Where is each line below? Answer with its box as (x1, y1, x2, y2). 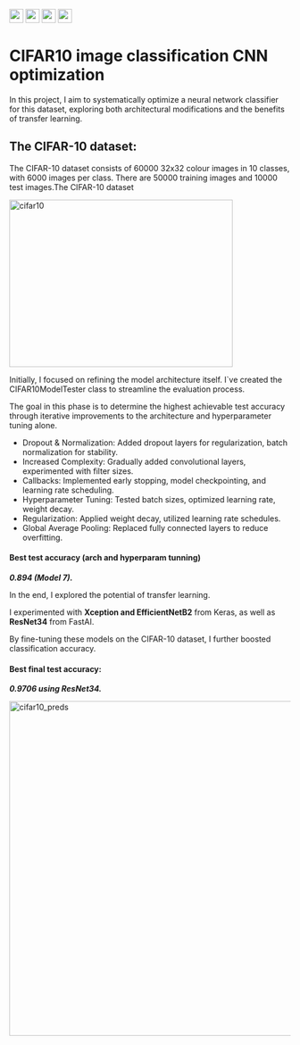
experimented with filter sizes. (21, 465, 134, 477)
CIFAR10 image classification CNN (9, 46, 269, 66)
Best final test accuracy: (9, 663, 102, 674)
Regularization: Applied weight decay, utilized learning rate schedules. (21, 513, 281, 524)
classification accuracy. (9, 643, 96, 653)
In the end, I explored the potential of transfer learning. (9, 589, 211, 600)
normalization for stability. (21, 446, 119, 457)
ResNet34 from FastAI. (9, 616, 95, 626)
